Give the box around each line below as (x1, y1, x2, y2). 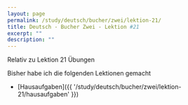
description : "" (7, 36, 55, 43)
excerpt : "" (7, 29, 42, 37)
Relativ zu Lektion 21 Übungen (7, 55, 95, 64)
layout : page (7, 10, 46, 17)
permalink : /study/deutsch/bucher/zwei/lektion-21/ (7, 17, 161, 24)
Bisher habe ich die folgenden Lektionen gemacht (7, 69, 152, 78)
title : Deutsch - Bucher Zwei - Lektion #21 (7, 23, 140, 30)
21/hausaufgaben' (17, 90, 70, 99)
